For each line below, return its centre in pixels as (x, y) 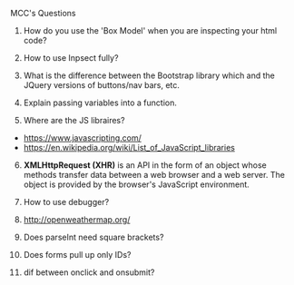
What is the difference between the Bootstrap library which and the (149, 75)
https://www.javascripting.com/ (82, 138)
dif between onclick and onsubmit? (89, 272)
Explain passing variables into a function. (100, 103)
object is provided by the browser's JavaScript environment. (137, 184)
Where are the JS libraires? (74, 120)
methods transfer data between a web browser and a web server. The (154, 175)
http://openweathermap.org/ (77, 220)
